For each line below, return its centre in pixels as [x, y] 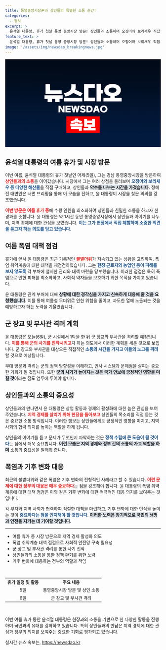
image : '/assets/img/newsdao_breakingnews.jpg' [55, 47]
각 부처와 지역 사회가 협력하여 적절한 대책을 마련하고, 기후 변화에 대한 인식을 [78, 509]
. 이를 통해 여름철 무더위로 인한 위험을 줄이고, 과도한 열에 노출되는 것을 [93, 300]
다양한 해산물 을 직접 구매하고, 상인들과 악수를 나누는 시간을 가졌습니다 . [83, 187]
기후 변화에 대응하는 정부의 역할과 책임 [49, 561]
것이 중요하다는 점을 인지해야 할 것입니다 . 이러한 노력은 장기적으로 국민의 [80, 515]
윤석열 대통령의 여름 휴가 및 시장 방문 [58, 162]
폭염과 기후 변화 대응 [34, 467]
